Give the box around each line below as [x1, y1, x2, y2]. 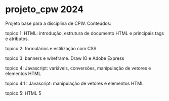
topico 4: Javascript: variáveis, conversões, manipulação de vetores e [5, 65, 151, 71]
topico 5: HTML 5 [5, 90, 41, 96]
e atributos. [5, 36, 29, 42]
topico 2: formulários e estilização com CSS [5, 45, 97, 51]
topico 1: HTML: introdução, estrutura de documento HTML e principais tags [5, 30, 164, 36]
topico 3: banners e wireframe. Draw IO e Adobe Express [5, 55, 124, 61]
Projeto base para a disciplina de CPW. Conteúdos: [5, 20, 111, 26]
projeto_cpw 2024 [5, 4, 84, 15]
